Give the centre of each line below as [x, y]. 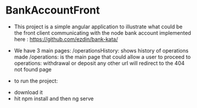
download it [28, 92]
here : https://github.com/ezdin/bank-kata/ [66, 39]
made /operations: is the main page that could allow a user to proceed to [102, 57]
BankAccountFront [53, 10]
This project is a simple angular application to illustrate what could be [98, 27]
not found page [33, 69]
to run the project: [36, 81]
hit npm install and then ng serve [54, 99]
